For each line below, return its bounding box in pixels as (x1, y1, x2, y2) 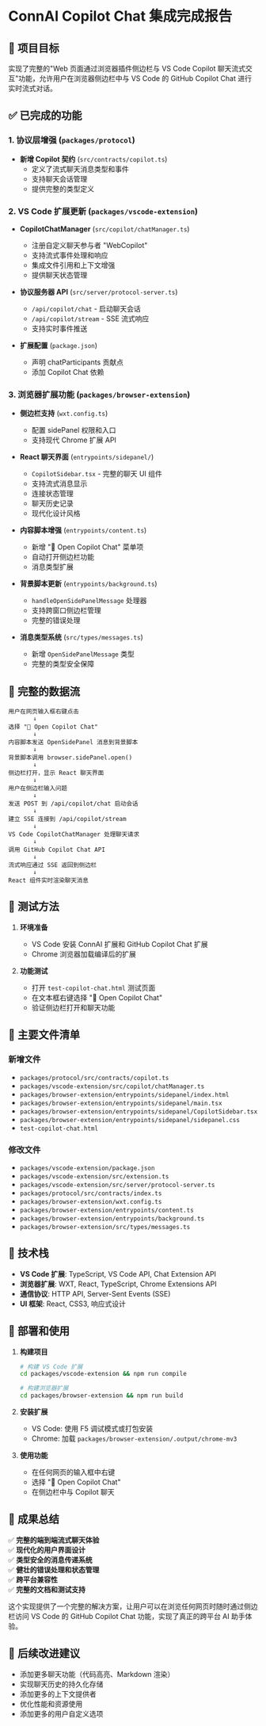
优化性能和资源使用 (19, 1699, 83, 1709)
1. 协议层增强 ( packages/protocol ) (8, 135, 136, 146)
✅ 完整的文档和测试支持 (8, 1584, 85, 1594)
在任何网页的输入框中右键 (31, 1468, 116, 1477)
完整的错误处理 (31, 616, 81, 625)
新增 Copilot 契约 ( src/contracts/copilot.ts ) (19, 154, 168, 163)
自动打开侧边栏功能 (31, 552, 95, 562)
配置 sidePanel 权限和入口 (31, 426, 116, 435)
